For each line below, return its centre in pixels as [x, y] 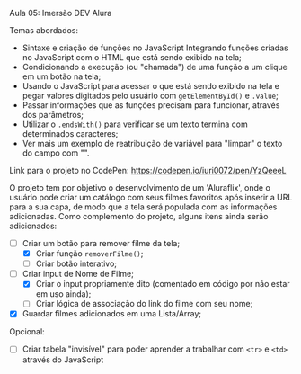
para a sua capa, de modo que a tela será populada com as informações [143, 207]
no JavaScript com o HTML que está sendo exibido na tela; [132, 57]
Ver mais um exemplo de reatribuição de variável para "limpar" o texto [152, 143]
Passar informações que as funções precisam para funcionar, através [151, 105]
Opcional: [27, 332]
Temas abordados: [44, 30]
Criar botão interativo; [76, 263]
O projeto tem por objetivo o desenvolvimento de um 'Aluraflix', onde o [140, 187]
